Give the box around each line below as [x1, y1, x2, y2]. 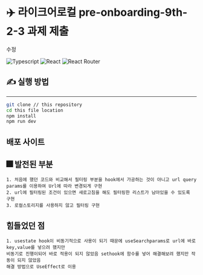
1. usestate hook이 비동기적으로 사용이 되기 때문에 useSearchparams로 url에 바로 [6, 238, 196, 244]
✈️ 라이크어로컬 [6, 5, 77, 19]
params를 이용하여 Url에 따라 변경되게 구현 [6, 183, 103, 190]
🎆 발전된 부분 [6, 159, 53, 170]
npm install [6, 113, 36, 119]
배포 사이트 [6, 137, 45, 147]
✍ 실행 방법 [6, 77, 50, 87]
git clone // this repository [6, 101, 83, 108]
